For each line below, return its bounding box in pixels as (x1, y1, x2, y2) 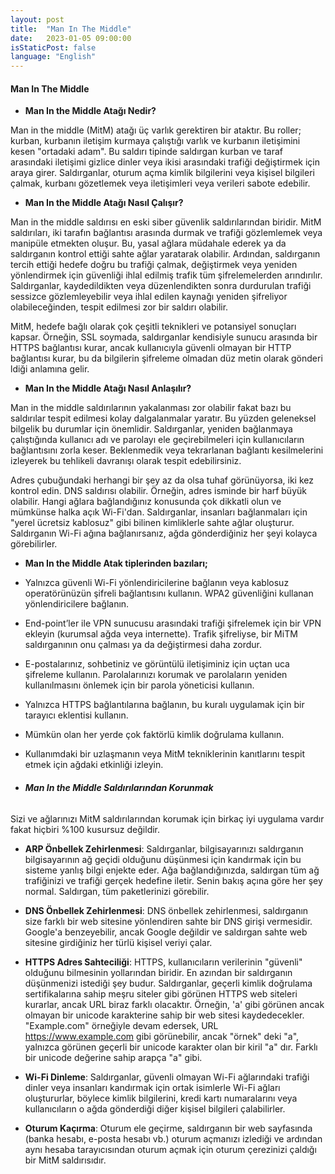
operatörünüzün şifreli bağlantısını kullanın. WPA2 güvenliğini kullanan (24, 587, 314, 600)
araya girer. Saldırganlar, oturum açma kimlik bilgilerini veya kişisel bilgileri (10, 167, 315, 179)
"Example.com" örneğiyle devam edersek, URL (24, 1019, 219, 1031)
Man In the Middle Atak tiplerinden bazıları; (24, 557, 208, 570)
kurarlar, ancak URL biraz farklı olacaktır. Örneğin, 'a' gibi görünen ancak (24, 998, 325, 1010)
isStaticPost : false (10, 42, 97, 53)
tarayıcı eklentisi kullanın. (24, 709, 129, 721)
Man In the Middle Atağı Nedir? (24, 105, 157, 117)
